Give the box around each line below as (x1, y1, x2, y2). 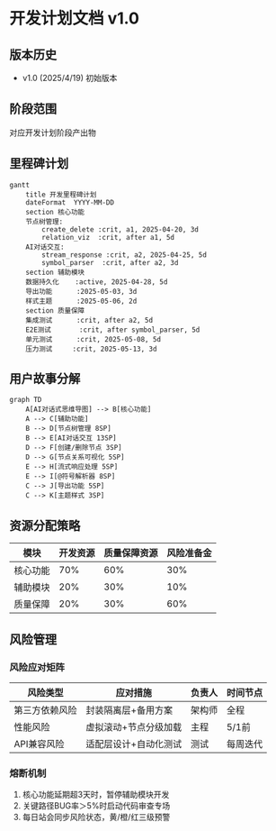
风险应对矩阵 (9, 661, 66, 673)
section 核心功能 (25, 207, 85, 216)
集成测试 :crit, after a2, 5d (25, 315, 154, 324)
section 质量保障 (25, 306, 85, 315)
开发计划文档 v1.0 (9, 8, 139, 29)
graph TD (9, 396, 42, 405)
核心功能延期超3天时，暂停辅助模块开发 (22, 790, 170, 800)
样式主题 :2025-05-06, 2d (25, 297, 138, 306)
